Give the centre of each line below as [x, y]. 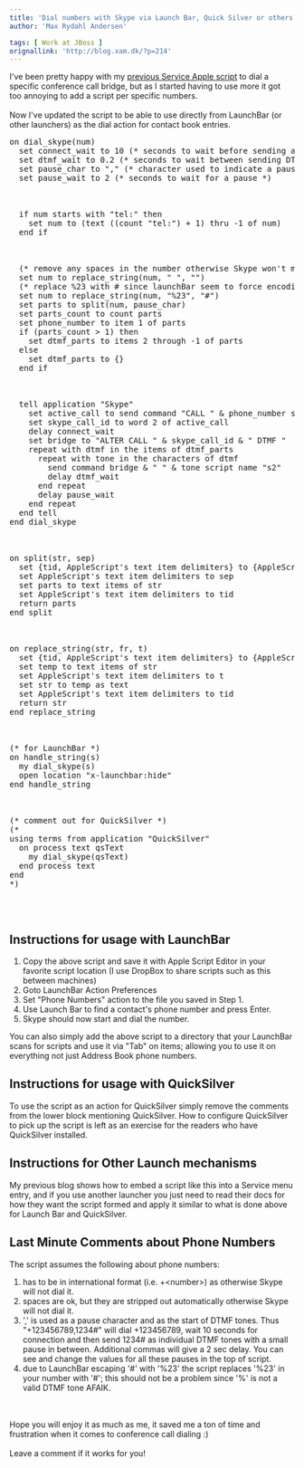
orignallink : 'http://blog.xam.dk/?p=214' [90, 51]
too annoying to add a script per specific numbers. [104, 96]
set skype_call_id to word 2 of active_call [128, 423]
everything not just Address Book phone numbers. [103, 1056]
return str [43, 703]
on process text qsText [71, 848]
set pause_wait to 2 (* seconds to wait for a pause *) [145, 178]
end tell [38, 513]
